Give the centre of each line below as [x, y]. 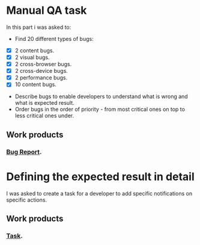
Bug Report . [24, 152]
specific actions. [26, 200]
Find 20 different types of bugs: [54, 39]
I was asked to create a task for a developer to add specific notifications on [99, 193]
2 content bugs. [35, 50]
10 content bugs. [36, 84]
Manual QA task [47, 11]
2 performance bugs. [41, 78]
